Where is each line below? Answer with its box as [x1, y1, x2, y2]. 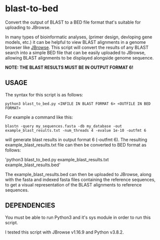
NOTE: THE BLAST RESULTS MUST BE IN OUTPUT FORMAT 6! [5, 64, 134, 70]
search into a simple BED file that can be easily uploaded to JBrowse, [5, 50, 146, 56]
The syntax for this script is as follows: [5, 91, 84, 97]
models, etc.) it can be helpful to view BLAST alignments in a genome [5, 39, 146, 45]
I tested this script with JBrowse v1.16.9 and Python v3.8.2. [5, 229, 124, 235]
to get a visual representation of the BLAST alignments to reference [5, 181, 142, 187]
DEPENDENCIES [5, 201, 56, 210]
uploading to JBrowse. [5, 24, 51, 30]
